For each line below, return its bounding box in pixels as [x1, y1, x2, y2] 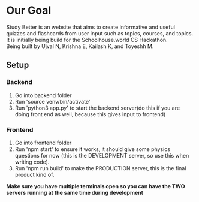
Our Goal [6, 4, 52, 17]
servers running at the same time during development [6, 189, 144, 196]
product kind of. [14, 171, 55, 178]
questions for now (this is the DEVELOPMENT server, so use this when [14, 152, 189, 159]
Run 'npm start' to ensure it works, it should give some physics [14, 145, 171, 153]
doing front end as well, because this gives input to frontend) [14, 110, 166, 117]
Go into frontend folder [14, 139, 72, 146]
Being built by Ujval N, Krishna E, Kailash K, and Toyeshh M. [6, 43, 154, 50]
